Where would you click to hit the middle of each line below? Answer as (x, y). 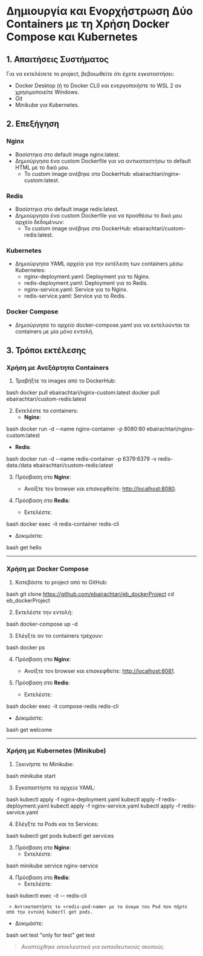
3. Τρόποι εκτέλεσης (46, 350)
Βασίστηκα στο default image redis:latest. (67, 209)
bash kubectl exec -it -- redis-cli (47, 895)
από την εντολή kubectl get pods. (50, 912)
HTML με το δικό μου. (42, 167)
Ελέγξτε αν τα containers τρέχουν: (59, 635)
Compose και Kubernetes (72, 37)
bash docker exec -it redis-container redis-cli (63, 524)
